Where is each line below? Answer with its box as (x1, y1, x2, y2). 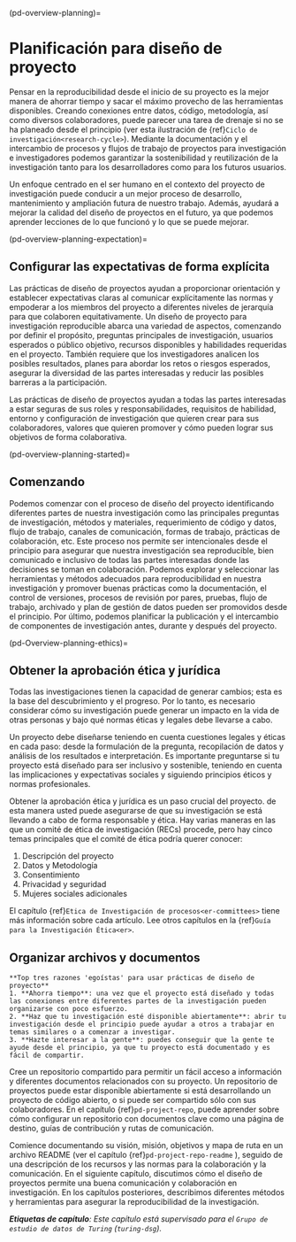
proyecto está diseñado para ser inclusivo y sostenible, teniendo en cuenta (9, 760, 283, 771)
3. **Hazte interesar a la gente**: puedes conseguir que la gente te (9, 1036, 275, 1045)
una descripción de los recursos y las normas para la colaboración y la (9, 1159, 267, 1169)
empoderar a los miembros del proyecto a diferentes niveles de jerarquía (9, 301, 274, 312)
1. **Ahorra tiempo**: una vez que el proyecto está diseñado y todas (9, 989, 275, 999)
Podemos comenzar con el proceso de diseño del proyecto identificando (9, 498, 275, 508)
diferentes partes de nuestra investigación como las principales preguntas (9, 507, 280, 518)
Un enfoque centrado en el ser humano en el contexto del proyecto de (9, 179, 265, 189)
